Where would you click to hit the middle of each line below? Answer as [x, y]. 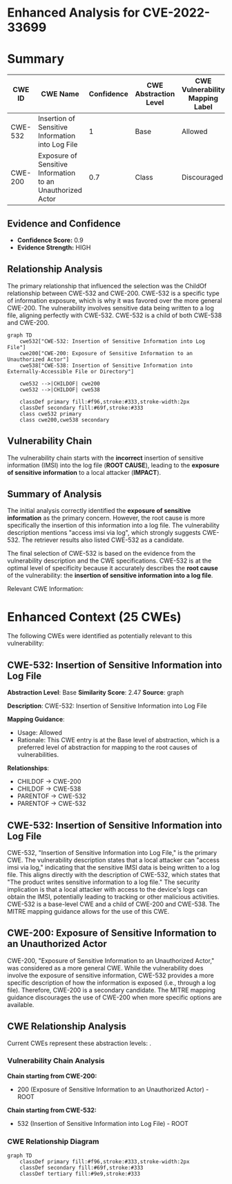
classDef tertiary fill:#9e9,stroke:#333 [80, 1174]
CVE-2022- [176, 13]
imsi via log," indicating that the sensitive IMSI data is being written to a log [114, 867]
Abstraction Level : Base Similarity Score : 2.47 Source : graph [96, 693]
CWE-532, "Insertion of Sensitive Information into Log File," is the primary [112, 852]
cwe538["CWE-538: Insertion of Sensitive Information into [106, 365]
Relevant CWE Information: [46, 589]
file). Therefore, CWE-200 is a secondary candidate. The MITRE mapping [112, 990]
